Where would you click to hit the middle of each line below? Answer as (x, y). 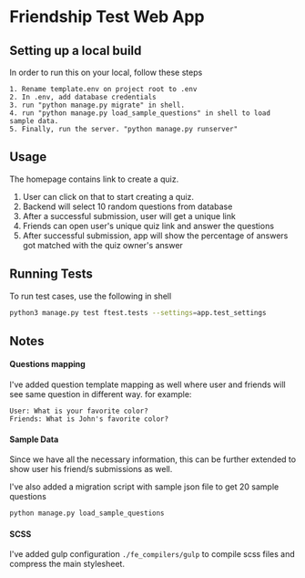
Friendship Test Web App (107, 17)
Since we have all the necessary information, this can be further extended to (153, 459)
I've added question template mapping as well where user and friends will (147, 384)
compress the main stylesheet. (67, 564)
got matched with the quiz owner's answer (103, 245)
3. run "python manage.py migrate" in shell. (97, 105)
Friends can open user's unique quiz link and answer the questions (148, 226)
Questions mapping (48, 364)
